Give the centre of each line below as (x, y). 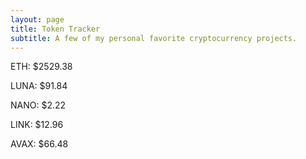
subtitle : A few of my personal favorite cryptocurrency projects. (154, 38)
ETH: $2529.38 (41, 67)
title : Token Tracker (55, 29)
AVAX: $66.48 (39, 144)
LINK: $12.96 (37, 125)
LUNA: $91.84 (39, 86)
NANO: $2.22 (38, 105)
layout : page (37, 19)
